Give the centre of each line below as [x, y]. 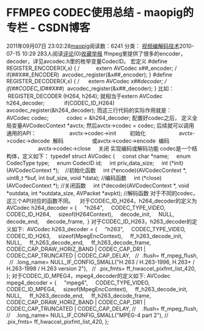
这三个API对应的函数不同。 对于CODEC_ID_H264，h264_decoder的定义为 [102, 201]
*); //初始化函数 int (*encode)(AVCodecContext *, [120, 170]
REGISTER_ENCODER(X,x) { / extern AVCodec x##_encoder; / [92, 68]
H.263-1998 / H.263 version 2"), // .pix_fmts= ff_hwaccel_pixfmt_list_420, [101, 268]
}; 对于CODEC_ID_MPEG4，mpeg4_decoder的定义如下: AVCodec [89, 275]
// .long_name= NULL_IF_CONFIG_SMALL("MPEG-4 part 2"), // [87, 315]
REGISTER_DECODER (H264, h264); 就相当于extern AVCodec [85, 96]
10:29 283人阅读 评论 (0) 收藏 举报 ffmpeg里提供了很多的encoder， [104, 53]
